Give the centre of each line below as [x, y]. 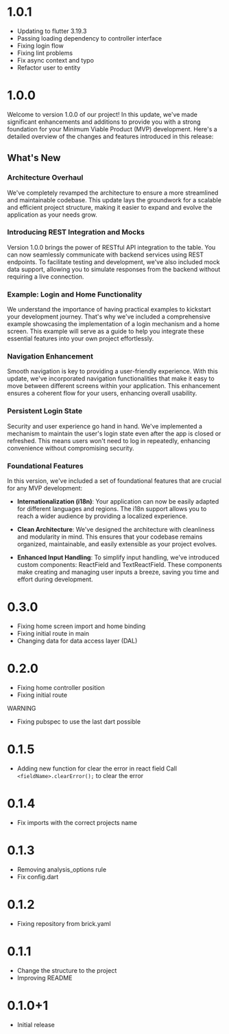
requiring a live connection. [46, 277]
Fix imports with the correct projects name [77, 822]
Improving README [45, 978]
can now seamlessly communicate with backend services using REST [106, 255]
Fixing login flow [40, 45]
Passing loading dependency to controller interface [89, 38]
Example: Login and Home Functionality [75, 294]
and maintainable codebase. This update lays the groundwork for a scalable [114, 200]
